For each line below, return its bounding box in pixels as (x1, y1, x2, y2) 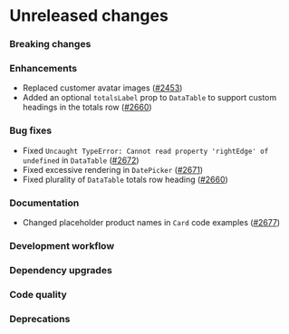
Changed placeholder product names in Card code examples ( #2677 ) (22, 217, 281, 227)
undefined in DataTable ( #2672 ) (22, 155, 140, 166)
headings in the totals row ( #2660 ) (22, 101, 152, 113)
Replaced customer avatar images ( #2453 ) (22, 82, 183, 93)
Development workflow (9, 239, 115, 252)
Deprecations (9, 312, 71, 325)
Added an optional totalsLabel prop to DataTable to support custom (22, 92, 277, 103)
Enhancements (9, 62, 78, 75)
